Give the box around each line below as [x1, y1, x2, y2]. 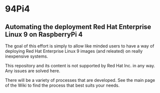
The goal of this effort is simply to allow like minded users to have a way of [5, 43, 154, 49]
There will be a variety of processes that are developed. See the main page [5, 77, 155, 83]
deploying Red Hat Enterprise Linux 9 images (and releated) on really [5, 48, 143, 54]
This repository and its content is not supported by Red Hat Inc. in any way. [5, 63, 155, 68]
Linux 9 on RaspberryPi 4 [5, 30, 83, 38]
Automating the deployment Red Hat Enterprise [5, 23, 151, 31]
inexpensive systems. [5, 53, 48, 59]
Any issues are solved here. [5, 68, 61, 74]
